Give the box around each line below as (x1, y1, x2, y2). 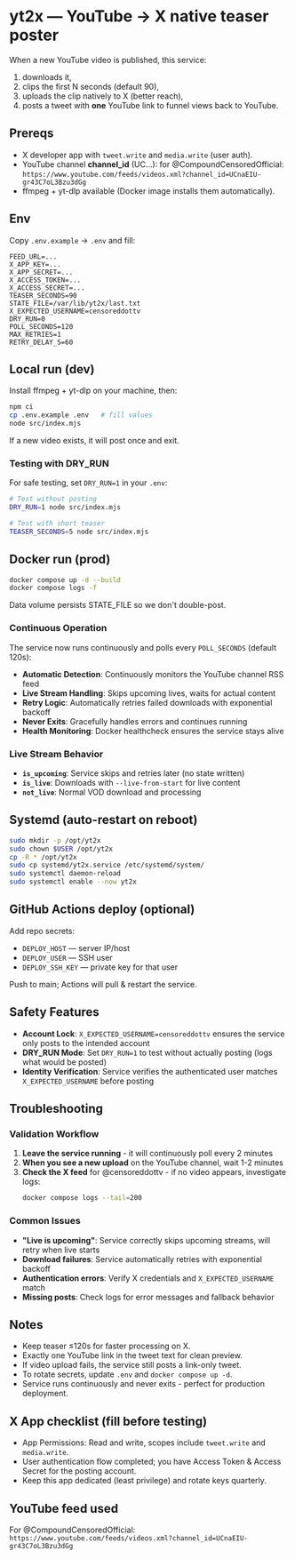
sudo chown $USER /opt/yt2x (9, 844, 114, 853)
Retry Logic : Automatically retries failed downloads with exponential (21, 697, 273, 708)
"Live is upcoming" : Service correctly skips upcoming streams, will (21, 1235, 271, 1245)
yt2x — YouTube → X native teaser (9, 6, 269, 27)
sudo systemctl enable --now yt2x (9, 877, 138, 886)
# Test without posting (9, 495, 98, 504)
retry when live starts (21, 1244, 100, 1255)
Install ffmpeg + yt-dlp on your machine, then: (9, 385, 178, 396)
